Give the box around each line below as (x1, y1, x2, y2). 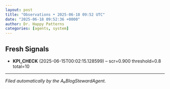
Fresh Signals (5, 45, 49, 53)
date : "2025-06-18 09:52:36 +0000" (5, 17, 80, 22)
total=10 (12, 63, 30, 69)
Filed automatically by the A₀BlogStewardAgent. (5, 77, 106, 83)
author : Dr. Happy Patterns (5, 21, 65, 27)
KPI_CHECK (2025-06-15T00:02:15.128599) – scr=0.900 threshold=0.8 (12, 58, 161, 64)
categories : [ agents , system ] (5, 26, 69, 31)
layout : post (5, 7, 33, 13)
